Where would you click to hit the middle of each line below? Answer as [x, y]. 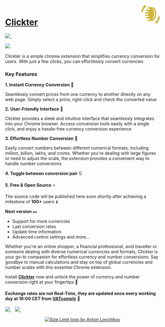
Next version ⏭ [21, 212]
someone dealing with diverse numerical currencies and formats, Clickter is [82, 252]
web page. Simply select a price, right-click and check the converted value [81, 100]
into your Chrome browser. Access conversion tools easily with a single [77, 124]
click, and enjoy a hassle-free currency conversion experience [68, 129]
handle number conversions [33, 163]
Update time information [37, 232]
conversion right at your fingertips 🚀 [42, 282]
